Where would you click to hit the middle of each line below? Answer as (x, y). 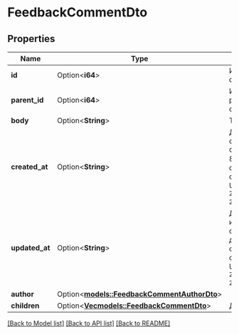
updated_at (31, 248)
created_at (30, 167)
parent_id (27, 100)
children (25, 306)
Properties (31, 39)
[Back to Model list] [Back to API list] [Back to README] (89, 323)
